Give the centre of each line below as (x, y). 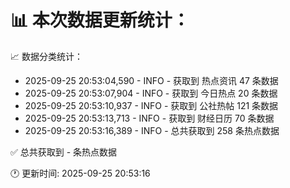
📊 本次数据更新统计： (100, 20)
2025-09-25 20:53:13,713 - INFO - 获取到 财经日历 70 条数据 (149, 118)
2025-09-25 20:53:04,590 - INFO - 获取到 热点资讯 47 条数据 (151, 80)
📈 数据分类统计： (46, 56)
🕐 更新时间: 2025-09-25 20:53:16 (80, 173)
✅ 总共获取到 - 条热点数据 (64, 152)
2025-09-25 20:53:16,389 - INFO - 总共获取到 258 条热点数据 (152, 130)
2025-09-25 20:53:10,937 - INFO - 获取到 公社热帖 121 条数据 (151, 105)
